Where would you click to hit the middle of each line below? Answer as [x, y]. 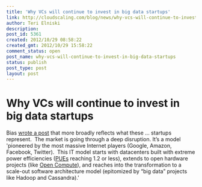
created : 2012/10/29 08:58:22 [44, 40]
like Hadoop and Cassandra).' [43, 178]
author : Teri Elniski [33, 23]
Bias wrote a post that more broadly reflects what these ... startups [89, 133]
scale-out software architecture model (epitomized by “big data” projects [97, 171]
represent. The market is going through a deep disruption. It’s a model [93, 139]
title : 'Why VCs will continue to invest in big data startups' [88, 12]
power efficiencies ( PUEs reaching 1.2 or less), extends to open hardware [97, 159]
